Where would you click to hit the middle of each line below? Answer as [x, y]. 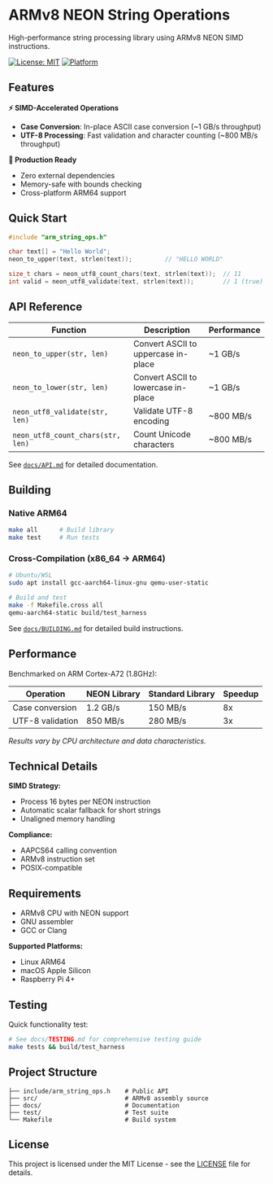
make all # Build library [61, 530]
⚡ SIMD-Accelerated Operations [64, 107]
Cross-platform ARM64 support [73, 192]
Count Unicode [162, 434]
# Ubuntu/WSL [30, 576]
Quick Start [38, 219]
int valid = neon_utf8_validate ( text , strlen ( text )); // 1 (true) [136, 282]
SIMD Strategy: [35, 786]
